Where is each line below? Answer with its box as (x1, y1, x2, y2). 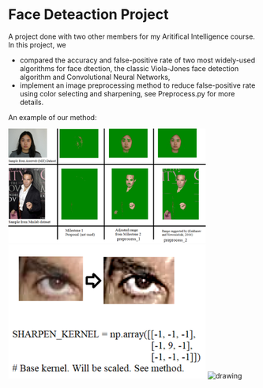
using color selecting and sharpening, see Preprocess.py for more (19, 89, 235, 98)
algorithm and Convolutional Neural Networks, (19, 72, 171, 81)
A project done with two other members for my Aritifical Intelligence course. (8, 32, 255, 41)
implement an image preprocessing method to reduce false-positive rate (19, 81, 256, 90)
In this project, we (8, 40, 67, 49)
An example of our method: (8, 112, 97, 122)
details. (19, 97, 44, 107)
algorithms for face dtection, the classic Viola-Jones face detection (19, 63, 239, 73)
